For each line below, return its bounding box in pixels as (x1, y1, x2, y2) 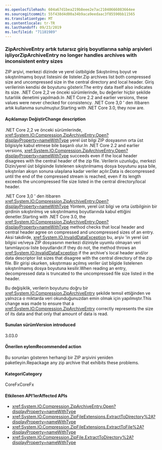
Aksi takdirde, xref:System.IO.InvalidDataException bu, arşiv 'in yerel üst (5, 234, 148, 240)
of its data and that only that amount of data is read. (5, 311, 109, 317)
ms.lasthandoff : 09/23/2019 (5, 25, 62, 30)
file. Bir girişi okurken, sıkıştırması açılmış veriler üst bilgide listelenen (5, 260, 143, 266)
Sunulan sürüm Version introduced (5, 322, 76, 328)
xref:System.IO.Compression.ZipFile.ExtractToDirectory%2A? (12, 434, 134, 440)
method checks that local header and (70, 224, 144, 230)
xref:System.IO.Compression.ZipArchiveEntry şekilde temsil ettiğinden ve (5, 290, 151, 296)
